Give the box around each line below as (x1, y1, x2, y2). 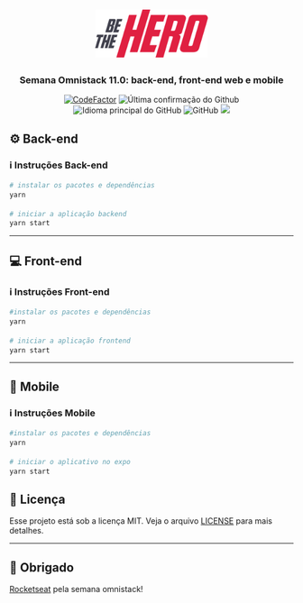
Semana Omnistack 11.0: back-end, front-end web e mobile (19, 73, 284, 86)
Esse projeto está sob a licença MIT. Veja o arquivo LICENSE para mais (9, 516, 273, 526)
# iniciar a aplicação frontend (9, 336, 131, 345)
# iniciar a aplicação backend (9, 209, 127, 218)
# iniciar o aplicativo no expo (9, 457, 131, 466)
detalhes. (9, 525, 44, 536)
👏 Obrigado (9, 560, 75, 575)
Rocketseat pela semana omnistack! (9, 584, 143, 595)
